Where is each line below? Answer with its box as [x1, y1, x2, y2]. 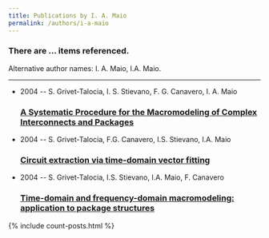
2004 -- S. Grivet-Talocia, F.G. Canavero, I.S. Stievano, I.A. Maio [19, 135, 231, 145]
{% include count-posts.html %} [8, 220, 114, 230]
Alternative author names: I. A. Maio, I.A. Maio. [8, 63, 162, 73]
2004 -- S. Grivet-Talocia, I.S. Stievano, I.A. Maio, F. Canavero [19, 173, 224, 182]
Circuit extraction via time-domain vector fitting [19, 155, 211, 166]
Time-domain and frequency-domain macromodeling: [19, 192, 235, 204]
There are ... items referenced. [8, 46, 130, 57]
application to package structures [19, 203, 155, 214]
